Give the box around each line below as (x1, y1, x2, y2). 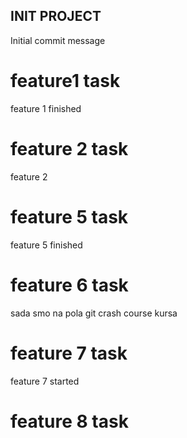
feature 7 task (10, 342, 128, 364)
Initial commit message (10, 34, 106, 46)
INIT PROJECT (10, 8, 102, 25)
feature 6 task (10, 274, 129, 296)
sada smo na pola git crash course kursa (10, 307, 178, 319)
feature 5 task (10, 205, 129, 228)
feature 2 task (10, 137, 129, 160)
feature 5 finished (10, 239, 83, 251)
